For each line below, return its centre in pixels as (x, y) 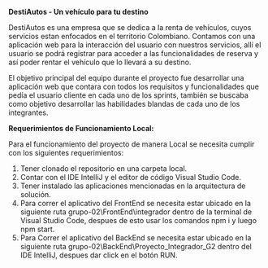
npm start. (37, 229)
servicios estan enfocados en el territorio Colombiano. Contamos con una (132, 36)
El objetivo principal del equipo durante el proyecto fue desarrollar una (126, 78)
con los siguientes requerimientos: (66, 153)
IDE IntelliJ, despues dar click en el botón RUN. (99, 255)
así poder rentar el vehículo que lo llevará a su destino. (100, 62)
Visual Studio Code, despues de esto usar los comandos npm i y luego (138, 220)
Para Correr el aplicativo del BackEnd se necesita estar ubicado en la (136, 238)
